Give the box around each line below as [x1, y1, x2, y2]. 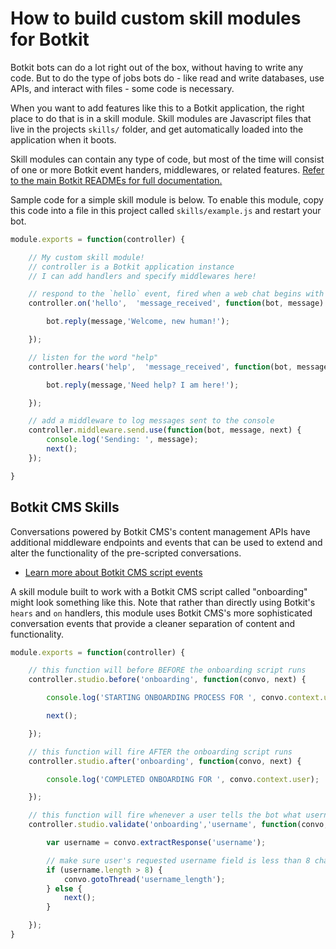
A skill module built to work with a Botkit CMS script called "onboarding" [10, 585, 308, 597]
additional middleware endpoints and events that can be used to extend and [10, 536, 323, 548]
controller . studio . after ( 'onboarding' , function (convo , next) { [28, 756, 302, 766]
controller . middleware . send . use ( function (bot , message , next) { [28, 425, 302, 436]
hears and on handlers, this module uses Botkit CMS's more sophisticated [10, 607, 313, 619]
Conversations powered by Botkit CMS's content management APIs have [10, 525, 311, 537]
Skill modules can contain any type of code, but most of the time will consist [10, 153, 325, 165]
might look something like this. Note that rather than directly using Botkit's [10, 596, 316, 608]
